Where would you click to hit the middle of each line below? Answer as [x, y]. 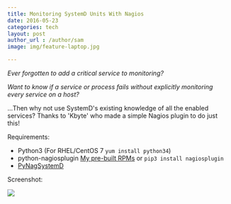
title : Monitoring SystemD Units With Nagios [75, 14]
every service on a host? [43, 94]
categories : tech [33, 27]
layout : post [27, 34]
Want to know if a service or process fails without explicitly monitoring [110, 87]
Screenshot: [25, 179]
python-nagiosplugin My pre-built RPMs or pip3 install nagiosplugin [121, 158]
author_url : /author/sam [45, 40]
